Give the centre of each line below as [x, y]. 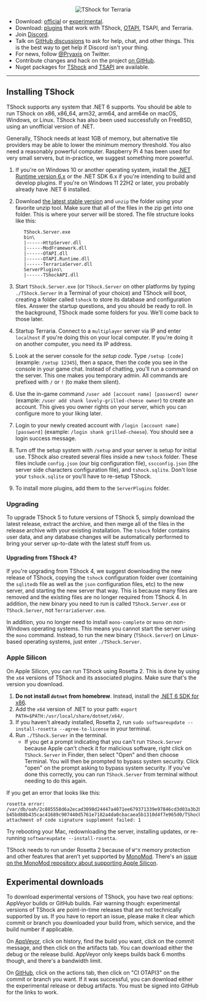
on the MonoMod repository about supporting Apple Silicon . [82, 863]
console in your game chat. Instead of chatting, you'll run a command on [107, 369]
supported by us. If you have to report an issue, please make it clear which [101, 916]
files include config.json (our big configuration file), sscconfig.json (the [107, 463]
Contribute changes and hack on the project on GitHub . [85, 60]
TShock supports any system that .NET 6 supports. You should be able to [99, 107]
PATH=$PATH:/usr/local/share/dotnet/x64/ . [70, 716]
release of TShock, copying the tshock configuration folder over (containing [102, 578]
